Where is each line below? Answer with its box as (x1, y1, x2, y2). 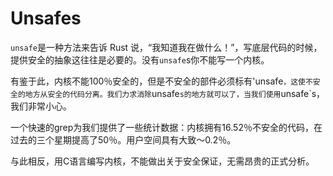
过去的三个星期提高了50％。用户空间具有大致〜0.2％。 (10, 133, 237, 146)
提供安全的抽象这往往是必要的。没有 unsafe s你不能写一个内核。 (10, 53, 270, 66)
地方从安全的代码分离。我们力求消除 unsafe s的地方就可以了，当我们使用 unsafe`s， (24, 87, 326, 99)
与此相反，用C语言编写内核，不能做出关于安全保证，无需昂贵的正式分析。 (10, 155, 315, 167)
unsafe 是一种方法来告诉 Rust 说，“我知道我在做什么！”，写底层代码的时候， (10, 41, 323, 53)
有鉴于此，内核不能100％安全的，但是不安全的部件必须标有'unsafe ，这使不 (10, 75, 313, 87)
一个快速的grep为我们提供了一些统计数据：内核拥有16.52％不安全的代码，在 (10, 121, 323, 133)
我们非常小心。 (10, 100, 72, 112)
